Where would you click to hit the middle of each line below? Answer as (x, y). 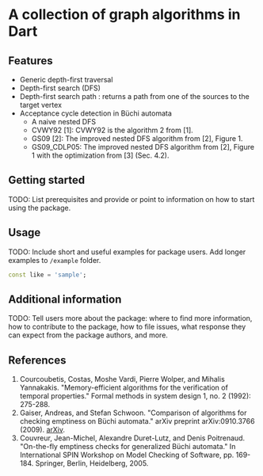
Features (30, 61)
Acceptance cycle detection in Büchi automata (96, 113)
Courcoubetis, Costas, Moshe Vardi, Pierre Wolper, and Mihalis (122, 379)
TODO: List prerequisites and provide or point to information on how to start (131, 199)
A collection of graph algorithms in (124, 15)
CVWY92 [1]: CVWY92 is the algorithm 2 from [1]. (112, 130)
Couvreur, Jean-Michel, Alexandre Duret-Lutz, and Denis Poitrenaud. (132, 438)
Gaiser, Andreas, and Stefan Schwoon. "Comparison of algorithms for (133, 413)
